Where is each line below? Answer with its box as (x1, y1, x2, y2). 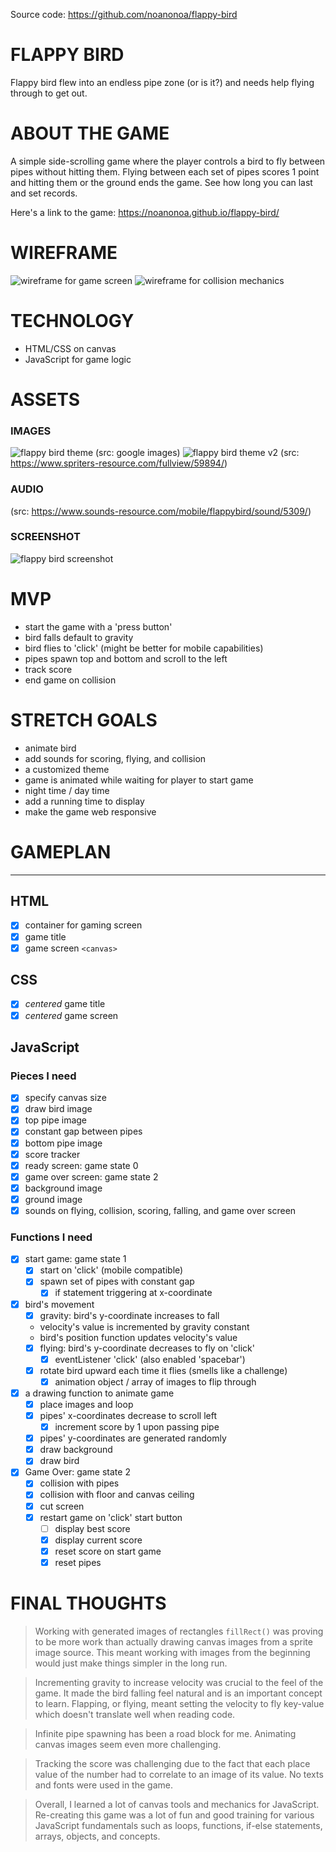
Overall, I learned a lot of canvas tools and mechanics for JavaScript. (34, 1798, 320, 1810)
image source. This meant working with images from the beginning (34, 1646, 311, 1658)
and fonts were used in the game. (34, 1779, 173, 1791)
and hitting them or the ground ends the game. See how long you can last (10, 176, 313, 188)
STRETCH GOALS (10, 709, 158, 731)
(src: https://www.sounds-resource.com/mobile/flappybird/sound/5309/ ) (10, 505, 312, 517)
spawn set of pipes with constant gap (39, 1275, 195, 1288)
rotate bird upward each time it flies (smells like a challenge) (39, 1364, 288, 1376)
